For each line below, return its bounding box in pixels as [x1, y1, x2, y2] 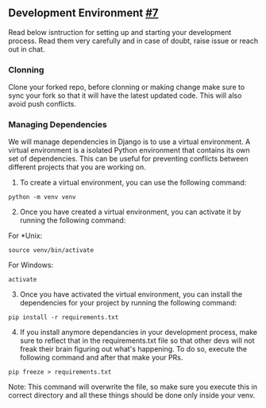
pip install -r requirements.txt [8, 313, 119, 321]
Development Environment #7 [8, 6, 159, 20]
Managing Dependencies [8, 119, 107, 130]
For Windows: [8, 260, 54, 270]
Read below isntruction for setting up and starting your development [8, 27, 232, 37]
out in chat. [8, 44, 45, 54]
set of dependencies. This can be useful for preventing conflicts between [8, 154, 249, 164]
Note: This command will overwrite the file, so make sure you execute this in [8, 382, 258, 392]
